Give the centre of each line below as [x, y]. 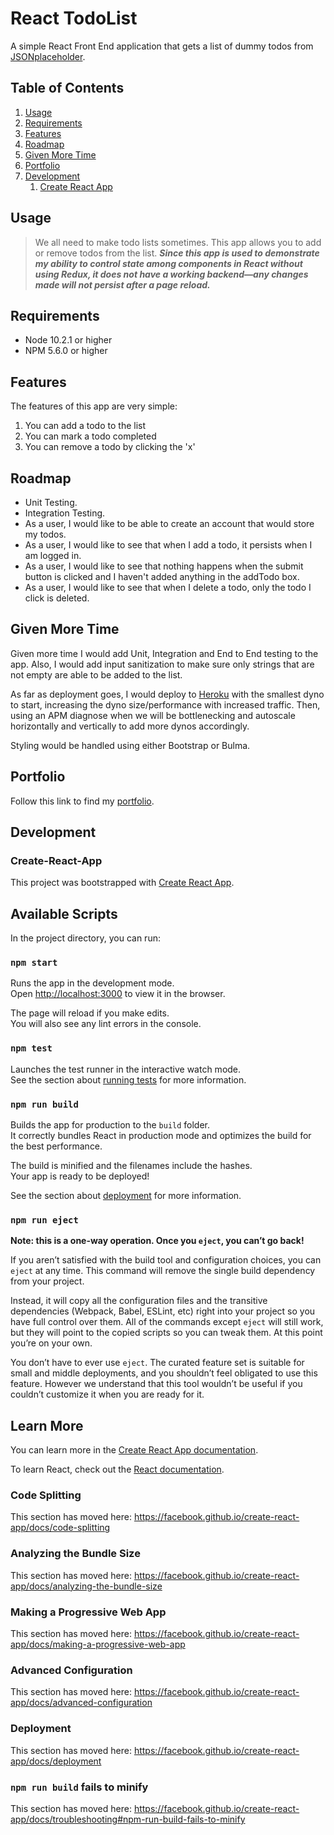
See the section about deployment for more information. [126, 1196]
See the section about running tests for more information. [128, 1079]
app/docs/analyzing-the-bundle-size [86, 1586]
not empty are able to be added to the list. [96, 674]
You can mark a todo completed [90, 436]
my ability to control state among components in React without [168, 263]
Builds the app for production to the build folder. [110, 1125]
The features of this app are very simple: [94, 406]
